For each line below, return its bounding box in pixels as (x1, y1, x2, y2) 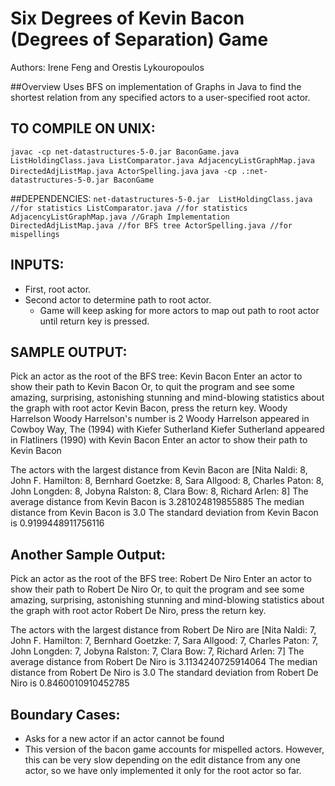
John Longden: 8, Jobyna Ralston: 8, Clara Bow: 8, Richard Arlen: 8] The (10, 485, 309, 497)
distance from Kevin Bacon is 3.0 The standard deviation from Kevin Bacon (10, 507, 319, 519)
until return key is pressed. (39, 315, 150, 327)
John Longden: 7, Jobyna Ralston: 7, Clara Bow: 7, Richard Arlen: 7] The (10, 645, 305, 657)
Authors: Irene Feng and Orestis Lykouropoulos (10, 61, 205, 73)
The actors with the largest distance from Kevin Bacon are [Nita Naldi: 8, (10, 464, 308, 476)
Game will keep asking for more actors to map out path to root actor (39, 304, 320, 316)
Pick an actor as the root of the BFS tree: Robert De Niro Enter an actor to (10, 573, 312, 585)
